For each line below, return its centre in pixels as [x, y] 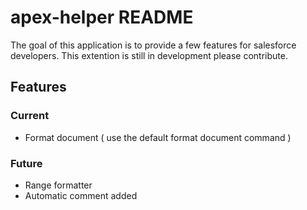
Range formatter [58, 185]
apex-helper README [102, 17]
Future [26, 163]
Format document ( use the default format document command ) [158, 137]
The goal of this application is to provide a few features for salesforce [153, 45]
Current [30, 116]
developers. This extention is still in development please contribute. [149, 55]
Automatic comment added [81, 195]
